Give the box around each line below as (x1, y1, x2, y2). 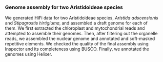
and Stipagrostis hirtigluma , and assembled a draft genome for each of (5, 20, 148, 26)
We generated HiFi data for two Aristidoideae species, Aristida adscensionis (5, 15, 159, 21)
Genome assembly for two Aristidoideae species (5, 4, 123, 11)
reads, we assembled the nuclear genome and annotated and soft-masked (5, 36, 155, 41)
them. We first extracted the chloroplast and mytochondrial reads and (5, 25, 145, 31)
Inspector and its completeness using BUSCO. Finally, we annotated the (5, 46, 149, 52)
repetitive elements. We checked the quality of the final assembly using (5, 41, 149, 47)
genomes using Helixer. (5, 51, 53, 57)
